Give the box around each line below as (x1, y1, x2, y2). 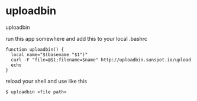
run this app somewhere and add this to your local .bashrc (5, 35, 148, 42)
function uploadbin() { (5, 46, 64, 53)
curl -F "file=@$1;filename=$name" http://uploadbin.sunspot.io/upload (11, 57, 192, 63)
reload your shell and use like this (5, 77, 87, 84)
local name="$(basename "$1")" (11, 51, 88, 57)
